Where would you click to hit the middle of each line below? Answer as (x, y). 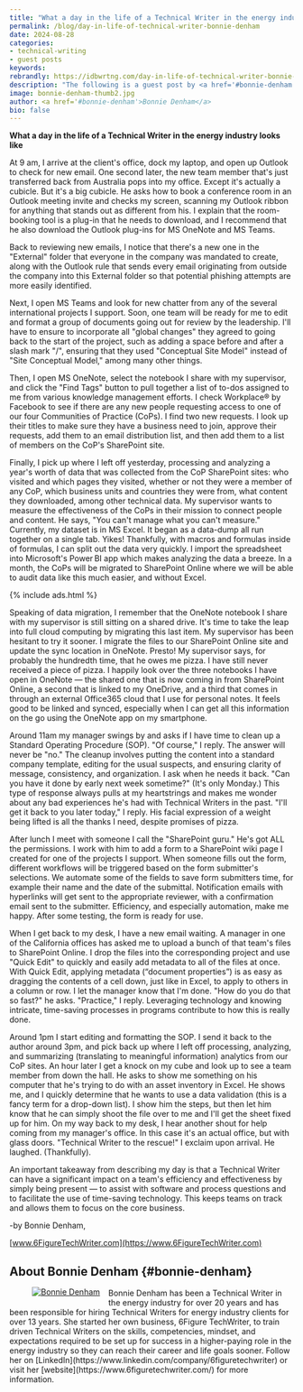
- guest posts (36, 60)
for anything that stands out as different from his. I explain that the (132, 211)
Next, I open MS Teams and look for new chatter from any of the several (143, 303)
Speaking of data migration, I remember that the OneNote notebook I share (148, 613)
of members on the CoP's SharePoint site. (87, 445)
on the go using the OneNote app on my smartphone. (108, 718)
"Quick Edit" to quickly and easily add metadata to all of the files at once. (145, 963)
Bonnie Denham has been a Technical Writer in (195, 1293)
